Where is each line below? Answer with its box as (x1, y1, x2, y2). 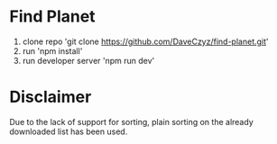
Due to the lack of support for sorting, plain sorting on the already (9, 116, 254, 127)
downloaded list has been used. (9, 126, 128, 137)
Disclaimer (9, 87, 92, 107)
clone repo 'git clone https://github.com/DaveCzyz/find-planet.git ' (22, 36, 269, 47)
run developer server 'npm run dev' (22, 55, 155, 66)
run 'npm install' (22, 45, 83, 56)
